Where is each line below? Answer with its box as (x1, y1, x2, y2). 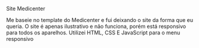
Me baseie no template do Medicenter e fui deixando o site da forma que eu (6, 17, 193, 23)
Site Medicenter (6, 5, 45, 12)
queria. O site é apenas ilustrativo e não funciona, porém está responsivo (6, 23, 186, 30)
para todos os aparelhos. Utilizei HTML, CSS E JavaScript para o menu (6, 29, 180, 36)
